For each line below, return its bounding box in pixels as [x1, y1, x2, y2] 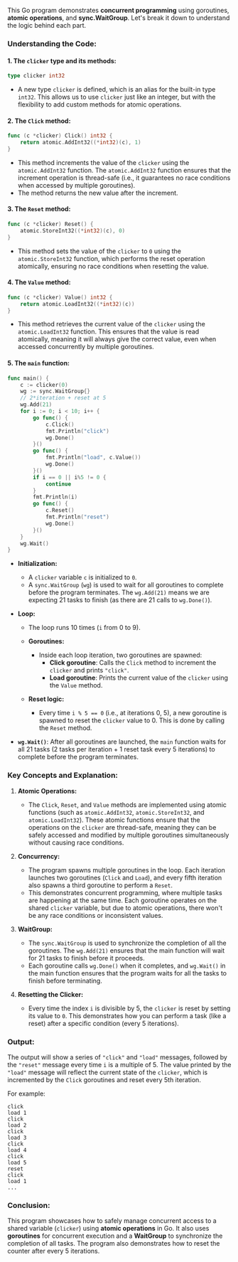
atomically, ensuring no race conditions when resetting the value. [17, 262, 210, 270]
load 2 [7, 1121, 27, 1129]
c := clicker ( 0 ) [20, 381, 69, 388]
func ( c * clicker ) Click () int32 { [7, 132, 113, 139]
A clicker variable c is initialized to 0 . [28, 573, 137, 582]
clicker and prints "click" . [49, 666, 129, 675]
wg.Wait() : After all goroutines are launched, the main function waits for [17, 737, 226, 746]
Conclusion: [7, 1200, 50, 1210]
